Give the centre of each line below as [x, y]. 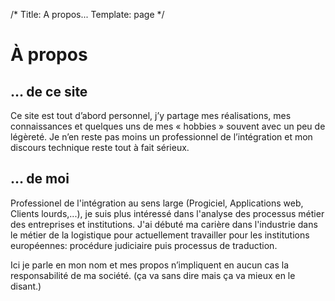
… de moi [40, 179]
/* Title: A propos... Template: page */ [87, 14]
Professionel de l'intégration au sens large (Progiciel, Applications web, [157, 203]
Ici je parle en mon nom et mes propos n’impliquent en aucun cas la [149, 265]
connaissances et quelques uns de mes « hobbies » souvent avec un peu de [168, 126]
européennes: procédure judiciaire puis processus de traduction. [144, 245]
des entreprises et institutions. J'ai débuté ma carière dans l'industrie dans [164, 224]
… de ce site [49, 91]
